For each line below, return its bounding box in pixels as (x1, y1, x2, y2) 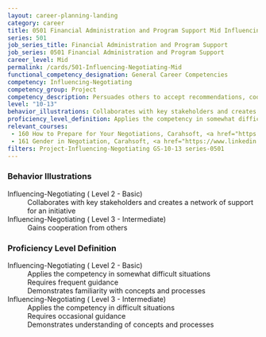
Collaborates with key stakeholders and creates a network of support (27, 197, 254, 207)
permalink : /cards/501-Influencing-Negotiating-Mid (7, 64, 182, 72)
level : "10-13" (7, 100, 58, 108)
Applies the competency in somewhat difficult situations (27, 269, 211, 278)
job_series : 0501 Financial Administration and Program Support (7, 48, 225, 56)
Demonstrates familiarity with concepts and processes (27, 285, 206, 295)
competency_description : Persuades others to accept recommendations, (7, 93, 246, 101)
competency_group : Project (7, 85, 97, 94)
